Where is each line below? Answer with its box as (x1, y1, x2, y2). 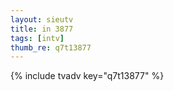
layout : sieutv (10, 14, 74, 25)
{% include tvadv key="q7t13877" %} (10, 70, 165, 82)
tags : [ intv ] (10, 33, 65, 43)
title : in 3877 (10, 24, 74, 34)
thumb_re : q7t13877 (10, 42, 92, 53)
